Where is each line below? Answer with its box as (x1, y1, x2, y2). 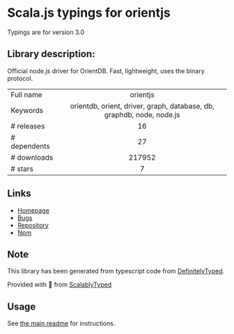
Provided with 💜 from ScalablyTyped (7, 280, 112, 289)
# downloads (10, 152, 54, 162)
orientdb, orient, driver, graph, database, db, (70, 101, 214, 111)
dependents (10, 141, 50, 151)
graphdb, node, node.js (104, 109, 180, 119)
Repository (17, 221, 49, 229)
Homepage (17, 206, 50, 214)
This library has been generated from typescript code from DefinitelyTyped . (7, 267, 225, 275)
